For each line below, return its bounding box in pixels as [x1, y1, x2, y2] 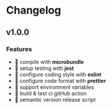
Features [6, 45, 32, 53]
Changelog [6, 4, 61, 17]
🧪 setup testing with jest [14, 65, 74, 72]
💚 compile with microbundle [14, 58, 84, 65]
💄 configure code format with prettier [14, 77, 106, 84]
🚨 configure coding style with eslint [14, 70, 102, 78]
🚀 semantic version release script [14, 96, 96, 103]
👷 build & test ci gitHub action [14, 89, 87, 97]
